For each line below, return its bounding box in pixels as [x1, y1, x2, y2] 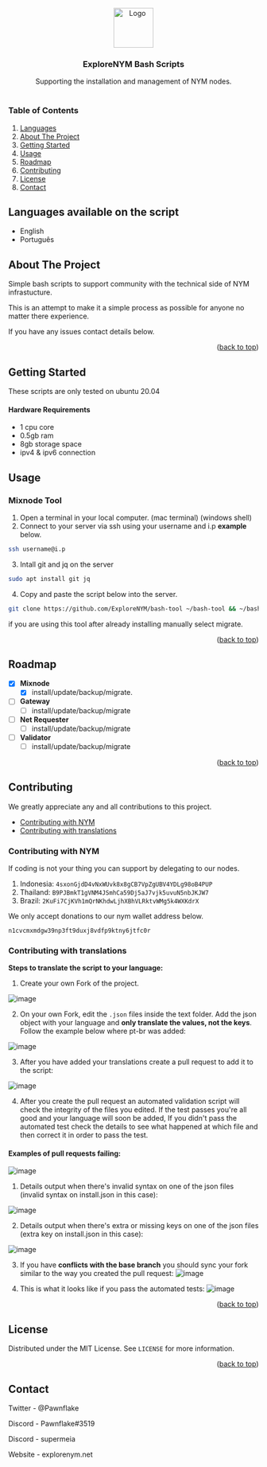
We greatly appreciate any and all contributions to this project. [8, 802, 212, 811]
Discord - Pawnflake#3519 [8, 1419, 95, 1429]
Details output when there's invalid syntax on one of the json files [19, 1181, 234, 1192]
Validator [19, 732, 52, 742]
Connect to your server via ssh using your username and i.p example [19, 521, 247, 531]
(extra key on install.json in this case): [19, 1229, 144, 1239]
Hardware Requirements [8, 404, 91, 414]
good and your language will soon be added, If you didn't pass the [19, 1114, 237, 1123]
